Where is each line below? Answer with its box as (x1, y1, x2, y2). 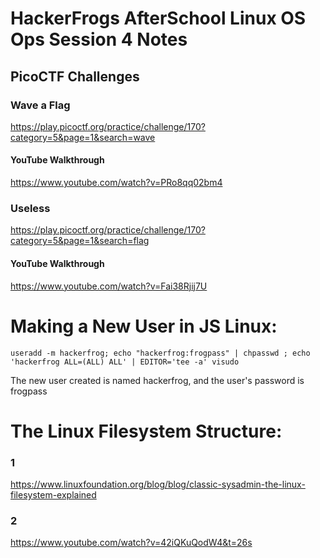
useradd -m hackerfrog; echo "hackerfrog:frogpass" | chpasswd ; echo (10, 348, 311, 358)
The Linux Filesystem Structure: (10, 420, 283, 442)
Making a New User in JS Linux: (10, 315, 278, 337)
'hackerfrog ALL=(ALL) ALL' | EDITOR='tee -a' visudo (10, 357, 240, 367)
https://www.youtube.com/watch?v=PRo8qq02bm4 (10, 177, 223, 189)
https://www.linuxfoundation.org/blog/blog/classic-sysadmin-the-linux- (10, 478, 306, 490)
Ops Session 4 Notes (10, 28, 188, 51)
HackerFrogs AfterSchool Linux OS (10, 7, 307, 30)
